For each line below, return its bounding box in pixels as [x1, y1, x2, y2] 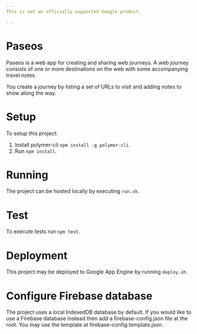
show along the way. [6, 89, 57, 97]
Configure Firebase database [6, 289, 153, 303]
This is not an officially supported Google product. [6, 8, 142, 15]
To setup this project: [6, 130, 58, 137]
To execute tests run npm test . [6, 228, 80, 235]
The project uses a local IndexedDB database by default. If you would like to [6, 309, 192, 316]
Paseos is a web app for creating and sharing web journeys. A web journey [6, 59, 189, 66]
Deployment [6, 249, 68, 262]
